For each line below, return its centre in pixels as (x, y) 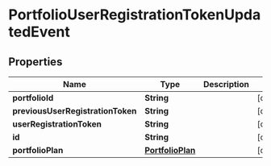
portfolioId (33, 98)
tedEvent (39, 32)
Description (226, 84)
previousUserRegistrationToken (75, 111)
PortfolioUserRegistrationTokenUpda (135, 15)
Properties (35, 62)
